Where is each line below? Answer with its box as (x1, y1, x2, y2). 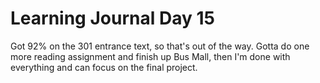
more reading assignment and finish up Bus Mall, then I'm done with (10, 50, 291, 62)
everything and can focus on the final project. (10, 61, 198, 73)
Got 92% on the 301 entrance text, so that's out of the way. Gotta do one (10, 40, 310, 52)
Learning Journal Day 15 (10, 7, 215, 30)
